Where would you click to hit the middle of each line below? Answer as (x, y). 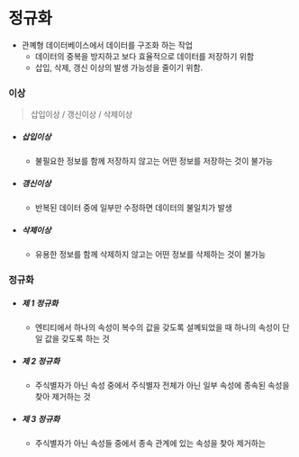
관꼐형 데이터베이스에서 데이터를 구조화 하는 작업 (107, 45)
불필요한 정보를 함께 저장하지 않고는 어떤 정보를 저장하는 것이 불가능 (154, 161)
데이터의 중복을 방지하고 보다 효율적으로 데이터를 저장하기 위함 (144, 56)
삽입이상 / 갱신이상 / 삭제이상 (82, 114)
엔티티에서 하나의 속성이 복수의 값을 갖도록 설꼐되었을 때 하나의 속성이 (158, 327)
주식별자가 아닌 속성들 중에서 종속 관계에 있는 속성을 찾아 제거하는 (150, 443)
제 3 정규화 (41, 418)
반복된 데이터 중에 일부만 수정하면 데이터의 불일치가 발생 (134, 208)
